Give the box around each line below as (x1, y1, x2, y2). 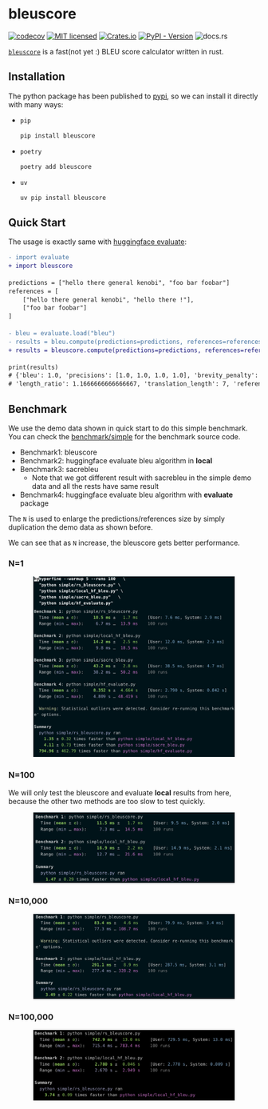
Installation (8, 70, 65, 84)
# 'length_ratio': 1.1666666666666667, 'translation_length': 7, (8, 380, 230, 388)
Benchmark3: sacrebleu (19, 465, 99, 474)
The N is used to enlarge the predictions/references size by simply (8, 514, 226, 523)
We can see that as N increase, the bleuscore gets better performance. (8, 538, 241, 547)
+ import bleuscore (8, 262, 73, 270)
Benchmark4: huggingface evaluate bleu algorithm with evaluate (19, 490, 234, 499)
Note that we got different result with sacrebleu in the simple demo (31, 473, 252, 482)
